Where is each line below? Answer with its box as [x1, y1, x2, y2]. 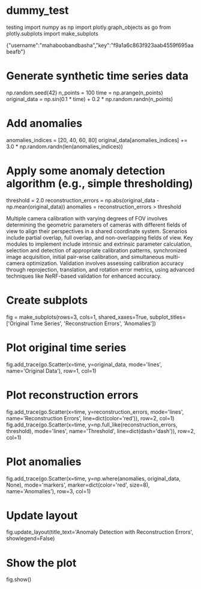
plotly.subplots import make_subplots [6, 30, 99, 37]
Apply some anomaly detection [6, 164, 166, 178]
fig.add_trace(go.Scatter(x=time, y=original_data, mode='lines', [6, 361, 162, 368]
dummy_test [6, 4, 69, 17]
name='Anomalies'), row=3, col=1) [6, 487, 91, 494]
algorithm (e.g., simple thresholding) [6, 177, 193, 190]
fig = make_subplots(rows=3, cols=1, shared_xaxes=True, [6, 313, 149, 320]
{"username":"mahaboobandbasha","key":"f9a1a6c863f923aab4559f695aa [6, 42, 194, 49]
